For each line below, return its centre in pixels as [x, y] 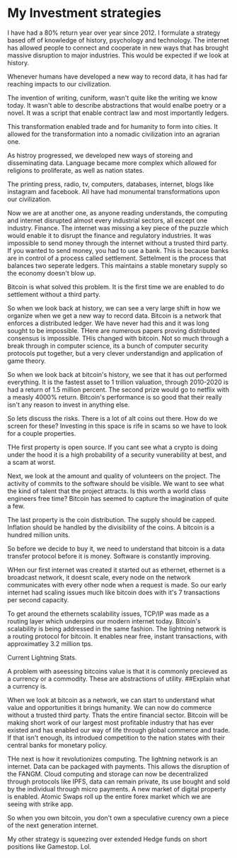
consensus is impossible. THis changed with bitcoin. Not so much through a [118, 338]
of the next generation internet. [53, 825]
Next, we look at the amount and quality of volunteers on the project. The [114, 475]
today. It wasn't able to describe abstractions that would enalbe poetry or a [117, 105]
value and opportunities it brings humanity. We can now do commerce [110, 707]
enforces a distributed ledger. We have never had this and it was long [108, 323]
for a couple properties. [42, 433]
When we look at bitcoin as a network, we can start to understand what [111, 700]
